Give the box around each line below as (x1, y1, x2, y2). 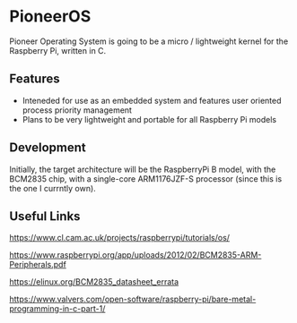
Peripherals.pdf (9, 259, 67, 270)
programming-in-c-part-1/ (9, 303, 106, 314)
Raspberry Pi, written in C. (9, 45, 107, 55)
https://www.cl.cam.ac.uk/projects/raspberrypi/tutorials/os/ (9, 233, 231, 243)
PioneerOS (9, 6, 92, 27)
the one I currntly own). (9, 183, 96, 193)
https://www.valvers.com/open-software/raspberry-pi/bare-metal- (9, 293, 257, 305)
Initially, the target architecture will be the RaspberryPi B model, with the (9, 164, 276, 174)
